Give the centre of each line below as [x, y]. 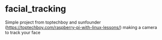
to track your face [23, 32]
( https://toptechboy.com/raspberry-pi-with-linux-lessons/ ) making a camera [81, 27]
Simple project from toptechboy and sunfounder [53, 22]
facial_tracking [36, 9]
